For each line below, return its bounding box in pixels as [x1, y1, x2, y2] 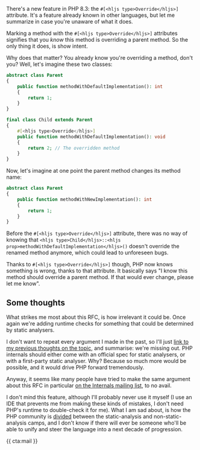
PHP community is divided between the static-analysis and [6, 413, 152, 420]
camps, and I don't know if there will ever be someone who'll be [28, 419, 187, 426]
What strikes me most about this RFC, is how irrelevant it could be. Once [6, 313, 186, 321]
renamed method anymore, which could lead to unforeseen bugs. [6, 249, 169, 256]
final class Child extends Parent [6, 117, 93, 123]
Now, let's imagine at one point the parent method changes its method [6, 167, 181, 175]
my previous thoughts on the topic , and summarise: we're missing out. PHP [6, 344, 193, 352]
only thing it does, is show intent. [6, 42, 89, 50]
